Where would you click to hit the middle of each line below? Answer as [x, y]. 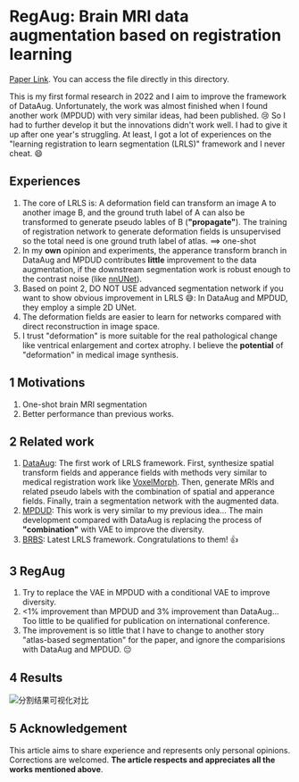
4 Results [36, 677]
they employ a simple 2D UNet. [79, 307]
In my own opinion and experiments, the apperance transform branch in [154, 250]
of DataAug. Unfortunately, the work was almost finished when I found [138, 105]
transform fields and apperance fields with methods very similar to [145, 473]
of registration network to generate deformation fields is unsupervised [151, 231]
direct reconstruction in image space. [91, 326]
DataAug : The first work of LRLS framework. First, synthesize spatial [148, 463]
